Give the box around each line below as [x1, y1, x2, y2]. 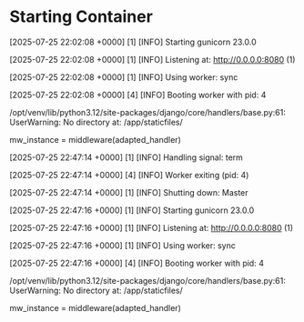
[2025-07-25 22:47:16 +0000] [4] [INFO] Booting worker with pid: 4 [9, 257, 264, 268]
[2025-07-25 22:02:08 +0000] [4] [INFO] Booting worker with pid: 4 [9, 89, 267, 100]
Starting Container [9, 6, 153, 27]
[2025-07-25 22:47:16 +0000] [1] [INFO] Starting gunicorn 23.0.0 [9, 205, 255, 216]
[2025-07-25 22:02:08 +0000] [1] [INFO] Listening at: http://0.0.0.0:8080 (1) [9, 54, 296, 65]
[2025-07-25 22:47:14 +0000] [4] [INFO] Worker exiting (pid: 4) [9, 169, 249, 180]
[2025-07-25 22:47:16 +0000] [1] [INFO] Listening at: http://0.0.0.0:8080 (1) [9, 222, 294, 233]
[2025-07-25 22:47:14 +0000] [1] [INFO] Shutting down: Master [9, 186, 248, 197]
